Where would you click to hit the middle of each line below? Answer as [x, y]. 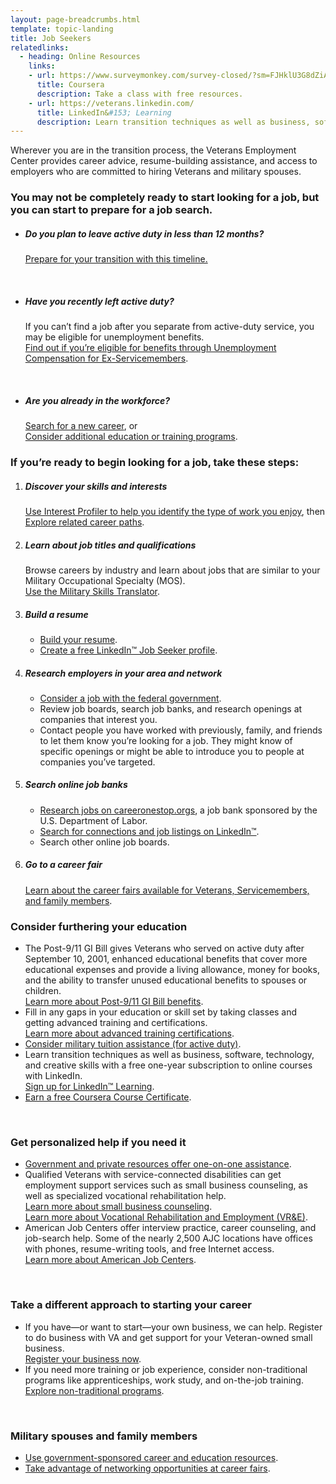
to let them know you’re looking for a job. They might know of [166, 740]
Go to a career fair [63, 865]
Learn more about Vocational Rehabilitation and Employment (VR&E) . [166, 1217]
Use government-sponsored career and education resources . [151, 1457]
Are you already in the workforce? [97, 400]
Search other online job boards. [104, 842]
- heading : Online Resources [80, 57]
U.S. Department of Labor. [93, 820]
